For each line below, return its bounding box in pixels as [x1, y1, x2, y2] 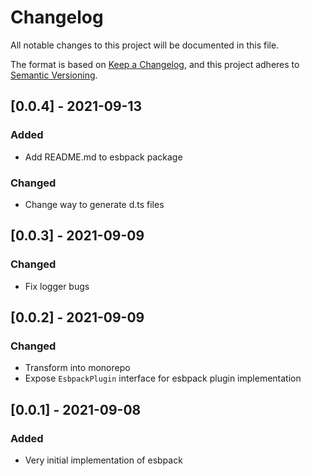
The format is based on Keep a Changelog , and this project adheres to [10, 58, 300, 70]
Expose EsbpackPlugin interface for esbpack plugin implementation [24, 372, 302, 385]
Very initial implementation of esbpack [24, 454, 183, 466]
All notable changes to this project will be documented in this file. [10, 39, 280, 51]
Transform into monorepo [24, 362, 131, 374]
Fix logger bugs [24, 280, 90, 292]
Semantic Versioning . [10, 69, 98, 81]
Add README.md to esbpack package [24, 151, 183, 163]
